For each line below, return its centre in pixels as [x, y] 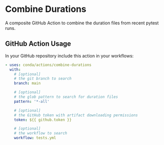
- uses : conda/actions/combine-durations [48, 65]
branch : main [27, 83]
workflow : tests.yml [35, 138]
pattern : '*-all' [32, 101]
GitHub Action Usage [38, 44]
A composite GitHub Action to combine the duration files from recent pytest [82, 23]
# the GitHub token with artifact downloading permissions [76, 115]
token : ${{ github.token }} [43, 120]
